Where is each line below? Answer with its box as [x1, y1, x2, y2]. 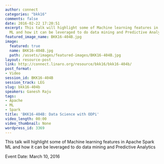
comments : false [5, 16, 38, 21]
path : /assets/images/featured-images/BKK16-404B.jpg [9, 52, 121, 58]
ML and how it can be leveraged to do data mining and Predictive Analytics [5, 144, 156, 150]
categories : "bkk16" [5, 12, 47, 17]
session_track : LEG [5, 80, 45, 85]
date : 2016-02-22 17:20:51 [5, 21, 60, 26]
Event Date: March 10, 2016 [5, 154, 60, 160]
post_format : [5, 67, 32, 71]
